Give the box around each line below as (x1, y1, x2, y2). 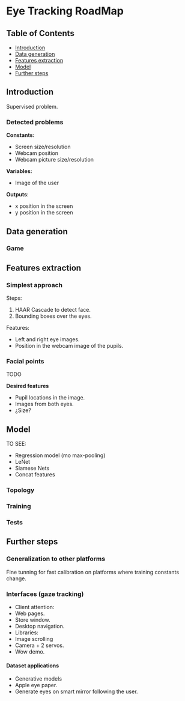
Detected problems (6, 118, 64, 126)
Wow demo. (14, 648, 45, 655)
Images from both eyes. (14, 401, 74, 408)
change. (6, 575, 27, 582)
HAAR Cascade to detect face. (14, 306, 91, 314)
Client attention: (14, 603, 55, 610)
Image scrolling (14, 635, 53, 642)
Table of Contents (6, 28, 75, 38)
